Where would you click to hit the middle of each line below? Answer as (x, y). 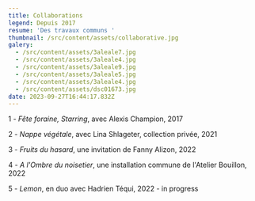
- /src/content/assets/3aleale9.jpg (76, 67)
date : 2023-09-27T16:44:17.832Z (61, 97)
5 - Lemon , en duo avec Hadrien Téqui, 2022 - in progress (103, 189)
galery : (21, 45)
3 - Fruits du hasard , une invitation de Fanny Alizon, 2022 (102, 150)
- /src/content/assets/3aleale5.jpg (76, 74)
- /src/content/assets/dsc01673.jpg (76, 89)
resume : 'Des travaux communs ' (61, 30)
